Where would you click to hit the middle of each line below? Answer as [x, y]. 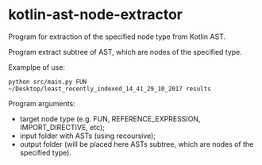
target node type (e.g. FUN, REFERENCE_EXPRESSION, [110, 119]
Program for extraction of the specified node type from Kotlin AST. [117, 36]
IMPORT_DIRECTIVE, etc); [62, 127]
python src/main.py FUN [48, 82]
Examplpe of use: [37, 67]
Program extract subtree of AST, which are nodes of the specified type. [125, 52]
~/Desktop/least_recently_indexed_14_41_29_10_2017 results [110, 89]
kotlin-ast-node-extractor [95, 15]
